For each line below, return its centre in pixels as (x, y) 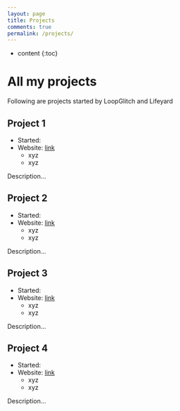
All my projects (52, 82)
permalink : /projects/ (40, 33)
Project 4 (27, 348)
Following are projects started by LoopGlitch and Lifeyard (90, 101)
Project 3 (27, 274)
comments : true (30, 27)
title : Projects (31, 20)
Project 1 (26, 123)
